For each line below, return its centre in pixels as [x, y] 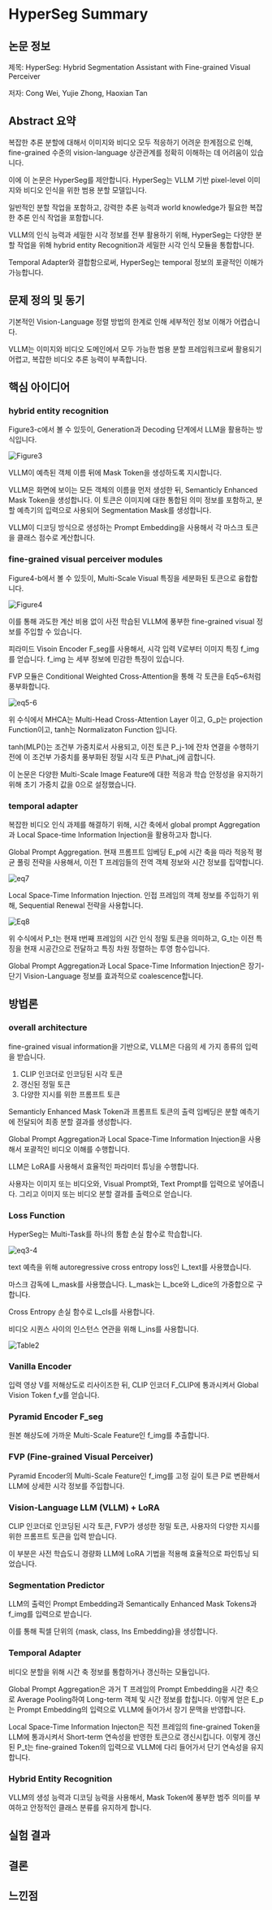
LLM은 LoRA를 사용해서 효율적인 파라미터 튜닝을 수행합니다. [104, 1166]
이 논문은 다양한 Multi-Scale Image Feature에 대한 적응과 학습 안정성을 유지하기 [136, 774]
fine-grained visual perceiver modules [86, 559]
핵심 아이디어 [39, 387]
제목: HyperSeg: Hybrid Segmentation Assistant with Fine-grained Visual [130, 67]
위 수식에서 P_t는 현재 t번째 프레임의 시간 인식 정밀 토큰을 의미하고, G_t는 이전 [131, 938]
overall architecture [48, 1027]
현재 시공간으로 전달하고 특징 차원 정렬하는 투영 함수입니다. [117, 948]
